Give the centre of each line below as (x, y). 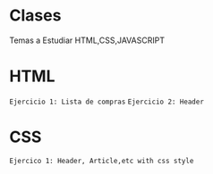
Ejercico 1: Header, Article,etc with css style (102, 161)
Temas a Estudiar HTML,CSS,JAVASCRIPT (87, 40)
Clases (35, 16)
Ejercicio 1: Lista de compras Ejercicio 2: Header (106, 102)
